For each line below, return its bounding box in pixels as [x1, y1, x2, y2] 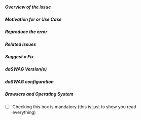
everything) [12, 109, 36, 115]
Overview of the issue [5, 4, 51, 10]
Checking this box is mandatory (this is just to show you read [12, 104, 137, 110]
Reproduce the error [5, 29, 48, 35]
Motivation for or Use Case [5, 16, 62, 22]
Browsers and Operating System [5, 91, 73, 97]
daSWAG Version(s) [5, 66, 47, 72]
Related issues [5, 41, 36, 47]
